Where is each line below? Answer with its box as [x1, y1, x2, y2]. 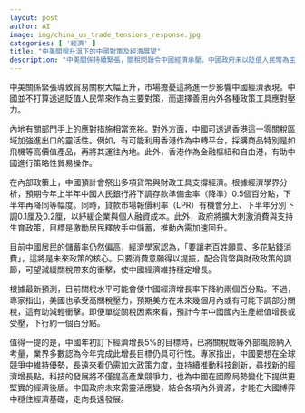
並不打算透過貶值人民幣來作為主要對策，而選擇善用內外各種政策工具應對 [16, 93, 288, 103]
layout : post [9, 13, 59, 23]
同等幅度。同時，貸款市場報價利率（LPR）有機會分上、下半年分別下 [40, 200, 295, 210]
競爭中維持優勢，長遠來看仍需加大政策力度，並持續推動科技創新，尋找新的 [9, 359, 288, 370]
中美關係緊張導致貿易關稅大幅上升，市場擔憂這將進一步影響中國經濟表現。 [9, 82, 288, 92]
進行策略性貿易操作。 [16, 158, 97, 168]
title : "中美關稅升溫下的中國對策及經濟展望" [9, 47, 162, 56]
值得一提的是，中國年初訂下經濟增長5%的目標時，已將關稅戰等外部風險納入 [9, 337, 293, 348]
